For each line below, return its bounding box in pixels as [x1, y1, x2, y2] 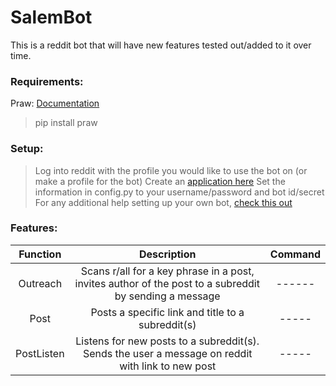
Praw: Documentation [10, 97, 100, 110]
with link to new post [119, 359, 217, 373]
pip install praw [34, 117, 98, 129]
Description [139, 247, 197, 261]
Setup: [10, 142, 44, 156]
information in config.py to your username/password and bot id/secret [34, 186, 325, 198]
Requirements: [10, 74, 84, 88]
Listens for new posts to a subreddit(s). [75, 334, 260, 348]
